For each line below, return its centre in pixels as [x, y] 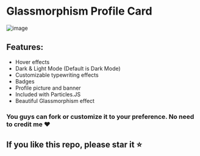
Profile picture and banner [48, 88]
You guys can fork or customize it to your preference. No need [100, 116]
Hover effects [32, 62]
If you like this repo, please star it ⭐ [74, 145]
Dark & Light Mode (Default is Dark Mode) [68, 68]
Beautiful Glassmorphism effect [55, 101]
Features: [25, 47]
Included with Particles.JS [48, 94]
